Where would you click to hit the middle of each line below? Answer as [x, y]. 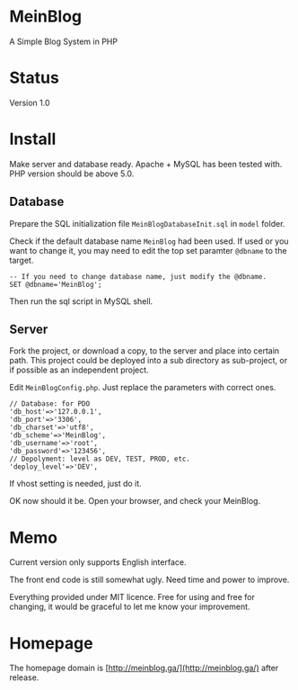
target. [22, 260]
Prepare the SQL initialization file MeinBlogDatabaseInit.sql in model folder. [147, 223]
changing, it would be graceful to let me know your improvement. [130, 607]
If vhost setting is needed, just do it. [75, 484]
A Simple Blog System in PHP [64, 41]
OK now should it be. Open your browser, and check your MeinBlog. [135, 501]
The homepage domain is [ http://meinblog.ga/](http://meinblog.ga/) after [144, 668]
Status [35, 78]
